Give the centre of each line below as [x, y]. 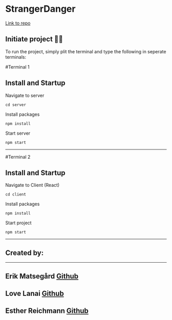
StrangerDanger [40, 9]
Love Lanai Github [35, 293]
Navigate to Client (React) [33, 185]
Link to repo [18, 23]
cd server [16, 105]
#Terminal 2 [18, 157]
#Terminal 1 [17, 67]
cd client [16, 195]
